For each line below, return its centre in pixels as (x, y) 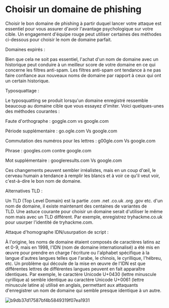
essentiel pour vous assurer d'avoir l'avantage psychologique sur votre (79, 28)
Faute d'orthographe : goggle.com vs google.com (57, 121)
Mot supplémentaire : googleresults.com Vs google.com (64, 160)
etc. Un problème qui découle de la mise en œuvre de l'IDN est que (75, 263)
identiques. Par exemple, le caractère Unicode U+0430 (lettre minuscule (81, 274)
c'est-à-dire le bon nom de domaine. (44, 181)
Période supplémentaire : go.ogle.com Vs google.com (61, 131)
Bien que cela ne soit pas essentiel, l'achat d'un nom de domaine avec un (82, 59)
